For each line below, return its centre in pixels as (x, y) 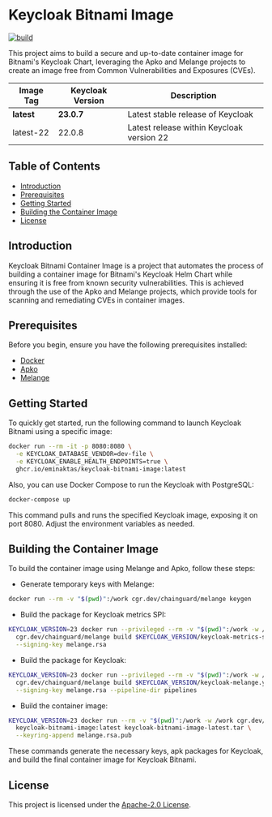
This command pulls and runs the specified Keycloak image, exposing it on (133, 515)
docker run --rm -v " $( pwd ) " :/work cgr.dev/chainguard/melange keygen (130, 599)
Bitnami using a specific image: (60, 432)
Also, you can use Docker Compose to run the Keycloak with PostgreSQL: (131, 484)
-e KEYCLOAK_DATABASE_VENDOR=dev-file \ (85, 454)
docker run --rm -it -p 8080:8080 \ (70, 447)
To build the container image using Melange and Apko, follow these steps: (132, 569)
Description (193, 95)
